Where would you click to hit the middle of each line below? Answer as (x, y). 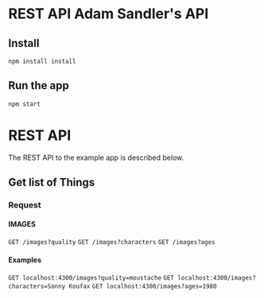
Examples (25, 260)
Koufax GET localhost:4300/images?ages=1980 (143, 287)
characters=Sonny (37, 287)
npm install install (43, 61)
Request (25, 205)
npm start (25, 104)
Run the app (39, 85)
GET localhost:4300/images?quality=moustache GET (91, 278)
